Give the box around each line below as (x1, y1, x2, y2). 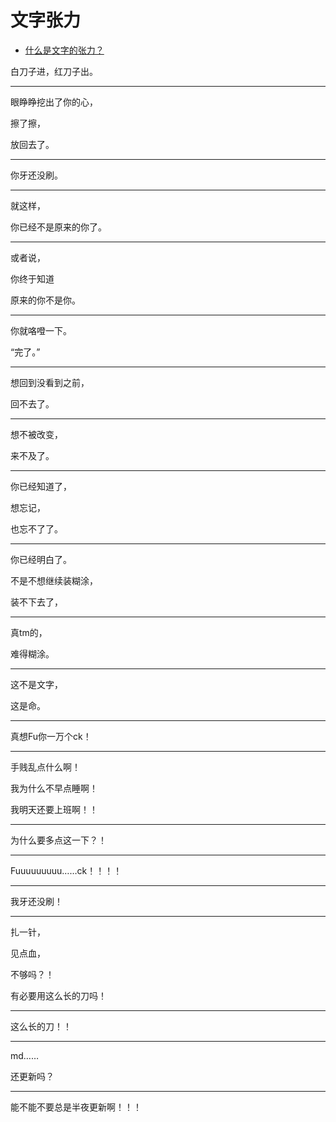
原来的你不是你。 (10, 294, 81, 306)
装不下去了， (10, 596, 63, 608)
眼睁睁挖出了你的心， (10, 96, 98, 108)
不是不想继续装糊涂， (10, 574, 98, 586)
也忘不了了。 (10, 522, 63, 535)
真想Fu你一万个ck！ (10, 730, 92, 742)
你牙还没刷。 (10, 169, 63, 181)
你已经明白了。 (10, 553, 72, 565)
